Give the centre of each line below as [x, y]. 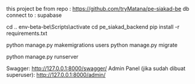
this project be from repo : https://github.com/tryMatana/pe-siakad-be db [98, 9]
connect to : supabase [34, 15]
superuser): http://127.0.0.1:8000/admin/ [56, 75]
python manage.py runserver [42, 57]
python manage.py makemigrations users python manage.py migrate [92, 45]
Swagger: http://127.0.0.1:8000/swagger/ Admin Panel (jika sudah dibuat [96, 68]
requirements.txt [27, 33]
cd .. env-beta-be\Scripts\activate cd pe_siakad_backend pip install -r [93, 27]
